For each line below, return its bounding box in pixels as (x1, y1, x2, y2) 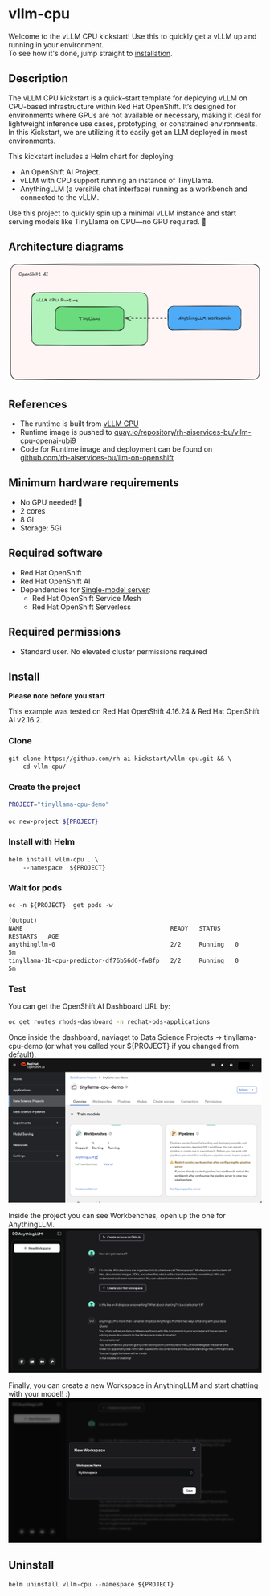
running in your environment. (8, 39, 104, 49)
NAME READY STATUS (8, 925, 221, 933)
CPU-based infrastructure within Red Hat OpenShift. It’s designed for (8, 101, 237, 111)
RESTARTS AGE (8, 933, 59, 941)
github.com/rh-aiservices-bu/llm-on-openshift (19, 453, 174, 463)
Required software (8, 546, 103, 560)
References (8, 397, 67, 411)
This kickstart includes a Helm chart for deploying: (8, 151, 175, 161)
